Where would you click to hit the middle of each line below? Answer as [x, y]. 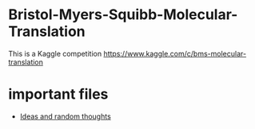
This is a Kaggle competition [55, 53]
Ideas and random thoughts [66, 116]
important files [58, 94]
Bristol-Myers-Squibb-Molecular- [123, 15]
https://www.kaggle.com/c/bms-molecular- [175, 53]
